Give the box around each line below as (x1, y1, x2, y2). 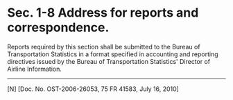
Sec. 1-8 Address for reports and (7, 5, 199, 21)
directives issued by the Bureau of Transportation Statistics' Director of (7, 57, 211, 65)
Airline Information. (7, 65, 62, 73)
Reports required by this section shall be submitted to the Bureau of (7, 42, 200, 51)
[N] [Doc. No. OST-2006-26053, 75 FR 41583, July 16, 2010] (7, 85, 179, 93)
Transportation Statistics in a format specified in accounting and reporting (7, 50, 218, 58)
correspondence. (7, 19, 110, 35)
